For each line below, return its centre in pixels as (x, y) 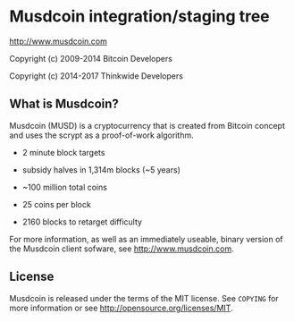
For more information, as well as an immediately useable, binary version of (146, 239)
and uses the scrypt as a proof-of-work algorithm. (101, 135)
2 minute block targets (63, 152)
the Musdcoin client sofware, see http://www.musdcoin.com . (122, 249)
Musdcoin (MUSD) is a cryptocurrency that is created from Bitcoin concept (147, 125)
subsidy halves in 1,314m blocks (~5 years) (101, 169)
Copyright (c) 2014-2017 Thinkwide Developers (96, 76)
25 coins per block (56, 204)
